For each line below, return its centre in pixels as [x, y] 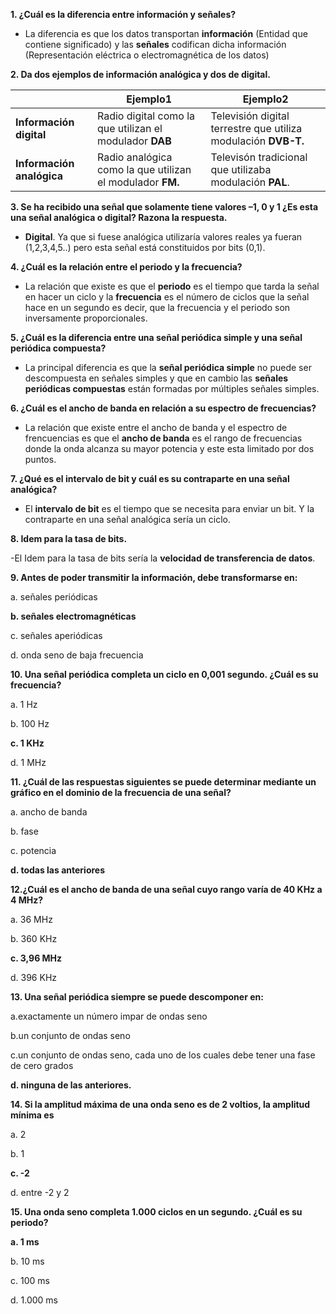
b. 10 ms [27, 1261]
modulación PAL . [250, 182]
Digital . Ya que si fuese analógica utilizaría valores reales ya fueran [163, 237]
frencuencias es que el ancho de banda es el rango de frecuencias [163, 438]
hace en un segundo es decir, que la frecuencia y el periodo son [157, 307]
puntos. [40, 459]
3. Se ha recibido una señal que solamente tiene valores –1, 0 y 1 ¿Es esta [164, 207]
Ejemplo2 [265, 99]
